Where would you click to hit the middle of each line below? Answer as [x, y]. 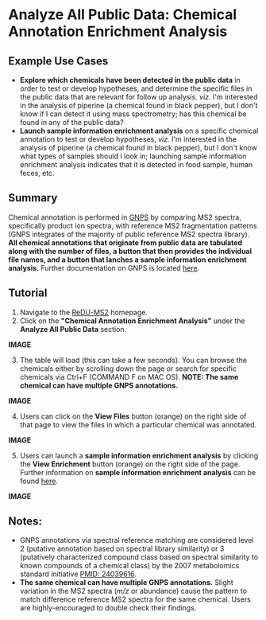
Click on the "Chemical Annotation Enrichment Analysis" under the [132, 321]
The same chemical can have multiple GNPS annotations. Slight [127, 583]
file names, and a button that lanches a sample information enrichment [127, 259]
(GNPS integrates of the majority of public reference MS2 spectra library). [129, 234]
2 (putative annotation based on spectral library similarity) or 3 [122, 549]
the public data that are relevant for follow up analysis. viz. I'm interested [139, 97]
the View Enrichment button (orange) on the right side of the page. [130, 464]
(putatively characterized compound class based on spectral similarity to [139, 557]
